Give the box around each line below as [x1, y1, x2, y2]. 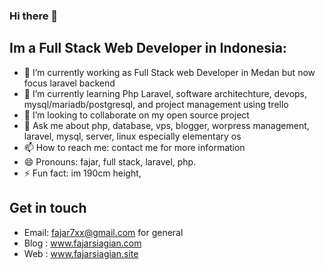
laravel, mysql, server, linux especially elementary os [23, 130, 242, 142]
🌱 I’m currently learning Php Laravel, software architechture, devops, [23, 87, 308, 99]
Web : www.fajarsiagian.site [23, 247, 139, 259]
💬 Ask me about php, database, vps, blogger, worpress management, [23, 119, 310, 131]
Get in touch [9, 200, 87, 217]
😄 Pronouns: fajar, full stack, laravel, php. [23, 155, 197, 168]
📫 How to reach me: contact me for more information [23, 141, 246, 153]
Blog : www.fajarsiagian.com [23, 237, 142, 249]
